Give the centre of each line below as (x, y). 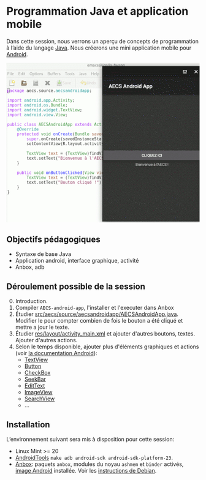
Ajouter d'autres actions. (46, 340)
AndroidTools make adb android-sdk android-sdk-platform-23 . (94, 458)
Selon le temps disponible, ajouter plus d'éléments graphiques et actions (107, 347)
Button (33, 366)
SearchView (40, 399)
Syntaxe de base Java (43, 254)
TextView (36, 360)
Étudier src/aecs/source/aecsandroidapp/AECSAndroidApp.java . (97, 314)
